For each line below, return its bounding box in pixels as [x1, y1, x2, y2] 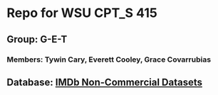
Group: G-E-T [6, 33, 68, 45]
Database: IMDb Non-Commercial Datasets [6, 76, 202, 88]
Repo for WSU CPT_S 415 [6, 5, 157, 21]
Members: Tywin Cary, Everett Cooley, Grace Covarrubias [6, 55, 212, 65]
